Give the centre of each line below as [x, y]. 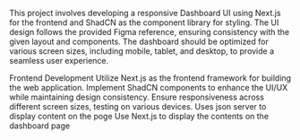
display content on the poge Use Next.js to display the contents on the [139, 116]
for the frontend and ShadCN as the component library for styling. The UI [144, 22]
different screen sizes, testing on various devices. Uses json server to [138, 106]
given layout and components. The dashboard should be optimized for [139, 41]
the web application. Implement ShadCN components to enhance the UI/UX [149, 87]
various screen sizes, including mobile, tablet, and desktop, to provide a [142, 51]
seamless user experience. [59, 61]
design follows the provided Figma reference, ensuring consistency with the [150, 32]
